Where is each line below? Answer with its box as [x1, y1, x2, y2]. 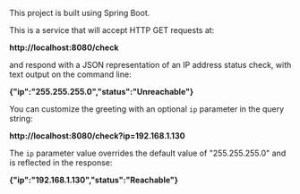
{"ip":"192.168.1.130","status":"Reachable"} [9, 174, 179, 185]
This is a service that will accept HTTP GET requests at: [9, 25, 215, 35]
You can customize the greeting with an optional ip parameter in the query [9, 104, 285, 114]
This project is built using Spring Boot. [9, 8, 150, 18]
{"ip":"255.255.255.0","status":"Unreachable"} [9, 87, 194, 97]
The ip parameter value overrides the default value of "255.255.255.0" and [9, 148, 287, 158]
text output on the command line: [9, 69, 132, 80]
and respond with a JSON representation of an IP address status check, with [9, 60, 292, 70]
